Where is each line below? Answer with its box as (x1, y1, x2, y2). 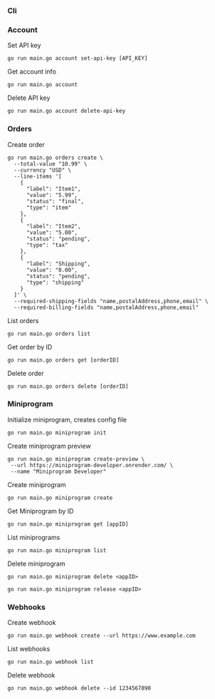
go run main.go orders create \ (7, 154, 103, 161)
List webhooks (7, 645, 51, 653)
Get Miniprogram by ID (7, 506, 74, 515)
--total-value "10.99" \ (14, 160, 88, 168)
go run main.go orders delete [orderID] (7, 382, 130, 390)
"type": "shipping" (26, 279, 84, 286)
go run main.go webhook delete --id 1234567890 (7, 685, 152, 692)
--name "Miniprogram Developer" (10, 468, 107, 475)
